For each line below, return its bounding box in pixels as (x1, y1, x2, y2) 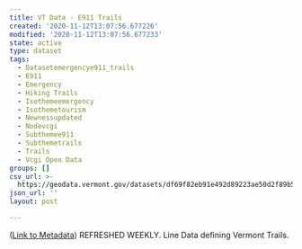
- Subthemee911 (17, 130, 75, 139)
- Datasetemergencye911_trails (17, 64, 135, 73)
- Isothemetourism (17, 105, 87, 114)
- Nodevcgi (17, 122, 58, 131)
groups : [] (9, 164, 50, 173)
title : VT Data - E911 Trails (9, 13, 123, 22)
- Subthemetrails (17, 138, 83, 147)
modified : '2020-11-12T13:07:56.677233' (9, 30, 164, 39)
